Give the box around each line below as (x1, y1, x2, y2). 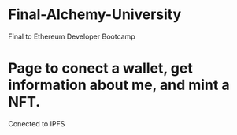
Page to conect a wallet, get (8, 59, 193, 77)
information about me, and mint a (8, 77, 230, 94)
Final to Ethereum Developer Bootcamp (8, 32, 135, 41)
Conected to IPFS (8, 118, 65, 128)
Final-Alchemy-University (8, 6, 182, 24)
